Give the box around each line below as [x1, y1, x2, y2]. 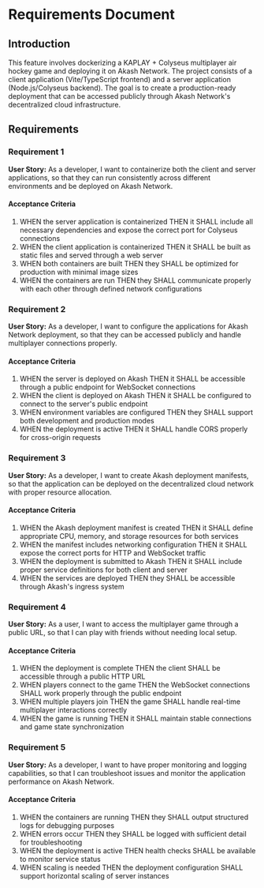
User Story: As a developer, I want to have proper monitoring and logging [8, 760, 247, 769]
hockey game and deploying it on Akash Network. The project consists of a [8, 66, 253, 76]
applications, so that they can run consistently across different [8, 172, 211, 182]
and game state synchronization [19, 722, 125, 732]
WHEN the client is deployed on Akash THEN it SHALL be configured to [19, 391, 252, 401]
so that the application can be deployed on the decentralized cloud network [8, 479, 255, 488]
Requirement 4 [8, 601, 67, 612]
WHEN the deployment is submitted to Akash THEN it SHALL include [19, 556, 243, 566]
